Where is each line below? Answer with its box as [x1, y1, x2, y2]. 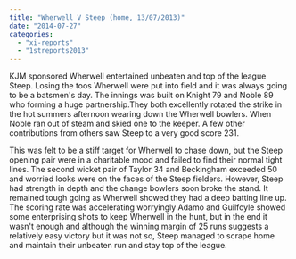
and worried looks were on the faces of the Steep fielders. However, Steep [9, 173, 284, 184]
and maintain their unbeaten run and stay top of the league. [9, 240, 227, 251]
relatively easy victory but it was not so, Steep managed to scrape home [9, 230, 275, 241]
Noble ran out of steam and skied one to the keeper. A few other [9, 118, 245, 129]
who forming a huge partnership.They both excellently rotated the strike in [9, 99, 283, 110]
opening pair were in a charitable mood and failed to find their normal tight [9, 155, 283, 165]
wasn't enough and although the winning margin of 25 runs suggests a [9, 221, 269, 232]
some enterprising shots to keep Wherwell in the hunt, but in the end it [9, 212, 267, 222]
